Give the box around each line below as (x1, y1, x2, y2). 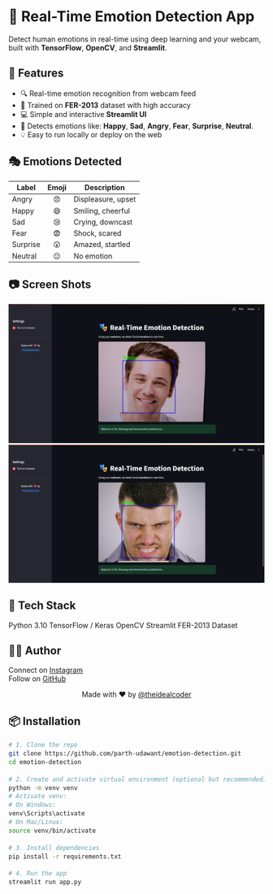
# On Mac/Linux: (8, 818, 63, 827)
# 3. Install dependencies (8, 844, 100, 852)
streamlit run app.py (8, 878, 82, 887)
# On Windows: (8, 801, 57, 809)
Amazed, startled (73, 240, 131, 250)
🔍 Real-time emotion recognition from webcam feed (19, 89, 197, 98)
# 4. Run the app (8, 870, 67, 878)
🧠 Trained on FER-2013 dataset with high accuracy (19, 100, 191, 110)
